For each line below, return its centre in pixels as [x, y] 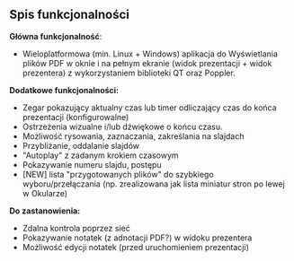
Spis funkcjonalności [70, 15]
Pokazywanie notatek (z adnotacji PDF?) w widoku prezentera [137, 238]
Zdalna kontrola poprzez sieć [76, 228]
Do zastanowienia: [45, 211]
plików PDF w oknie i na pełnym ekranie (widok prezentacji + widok [147, 63]
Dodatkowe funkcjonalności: [64, 90]
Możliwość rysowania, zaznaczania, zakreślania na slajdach [133, 136]
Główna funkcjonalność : [56, 36]
